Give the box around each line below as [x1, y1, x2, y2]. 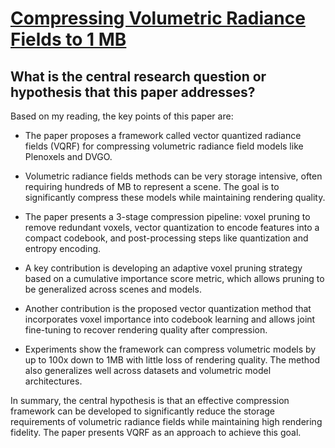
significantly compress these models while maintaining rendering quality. [24, 192, 326, 203]
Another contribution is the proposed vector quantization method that [24, 303, 312, 314]
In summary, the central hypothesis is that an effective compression [10, 395, 290, 406]
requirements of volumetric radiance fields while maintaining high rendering [10, 416, 323, 427]
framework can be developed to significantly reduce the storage [10, 405, 276, 417]
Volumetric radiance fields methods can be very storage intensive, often [24, 170, 323, 182]
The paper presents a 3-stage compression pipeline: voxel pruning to [24, 211, 311, 222]
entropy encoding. [24, 243, 102, 254]
